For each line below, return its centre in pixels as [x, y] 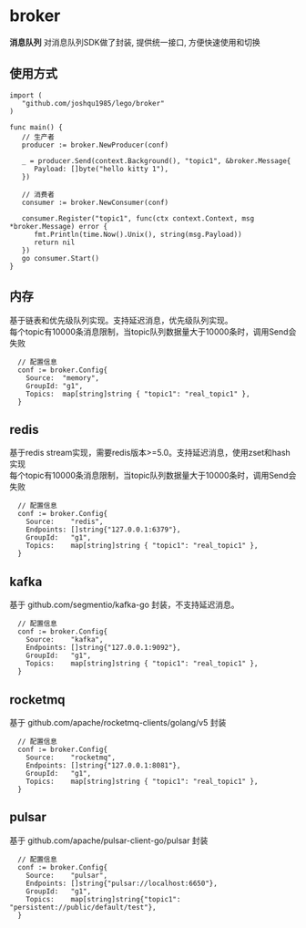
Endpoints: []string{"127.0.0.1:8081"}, [103, 766]
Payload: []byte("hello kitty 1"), [101, 169]
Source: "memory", [63, 378]
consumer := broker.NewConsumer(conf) [95, 202]
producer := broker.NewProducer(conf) [95, 145]
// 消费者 [38, 194]
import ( [26, 95]
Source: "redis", [65, 522]
